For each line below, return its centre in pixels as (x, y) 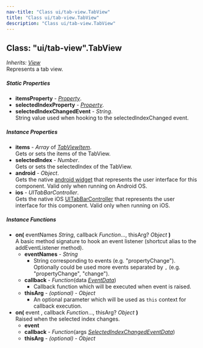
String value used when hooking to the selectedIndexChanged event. (102, 118)
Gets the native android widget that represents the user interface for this (106, 180)
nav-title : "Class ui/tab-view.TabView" (59, 12)
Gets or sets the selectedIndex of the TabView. (73, 167)
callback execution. (58, 306)
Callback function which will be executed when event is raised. (112, 286)
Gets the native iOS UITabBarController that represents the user (95, 199)
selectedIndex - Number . (47, 160)
